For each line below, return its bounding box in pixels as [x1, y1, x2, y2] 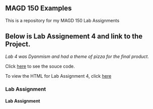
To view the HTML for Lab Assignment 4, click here [5, 73, 112, 79]
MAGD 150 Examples [5, 4, 72, 13]
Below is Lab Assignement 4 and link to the [5, 32, 143, 41]
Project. [5, 40, 31, 48]
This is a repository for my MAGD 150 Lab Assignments [5, 17, 120, 23]
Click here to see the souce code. [5, 63, 75, 69]
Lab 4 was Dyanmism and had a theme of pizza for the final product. [5, 53, 149, 60]
